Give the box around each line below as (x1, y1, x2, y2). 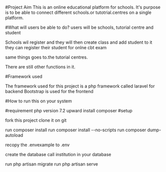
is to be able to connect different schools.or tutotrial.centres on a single (5, 9, 152, 15)
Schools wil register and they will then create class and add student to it (5, 39, 153, 45)
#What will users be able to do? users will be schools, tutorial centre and (5, 24, 154, 30)
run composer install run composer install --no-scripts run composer (5, 127, 147, 133)
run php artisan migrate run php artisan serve (5, 161, 98, 167)
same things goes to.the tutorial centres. (5, 54, 88, 60)
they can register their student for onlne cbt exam (5, 45, 107, 50)
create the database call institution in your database (5, 152, 112, 157)
